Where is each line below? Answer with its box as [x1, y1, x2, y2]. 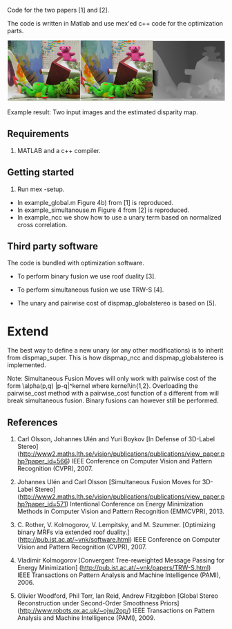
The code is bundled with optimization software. [7, 259, 145, 267]
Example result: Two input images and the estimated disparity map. [7, 107, 199, 116]
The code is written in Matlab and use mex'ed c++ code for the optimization [7, 19, 223, 27]
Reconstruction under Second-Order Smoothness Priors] [17, 599, 180, 608]
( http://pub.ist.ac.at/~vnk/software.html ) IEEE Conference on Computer [17, 535, 221, 544]
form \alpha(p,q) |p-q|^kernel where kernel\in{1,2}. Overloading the [7, 382, 198, 390]
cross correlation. [17, 220, 68, 229]
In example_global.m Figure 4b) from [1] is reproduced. [17, 198, 174, 206]
